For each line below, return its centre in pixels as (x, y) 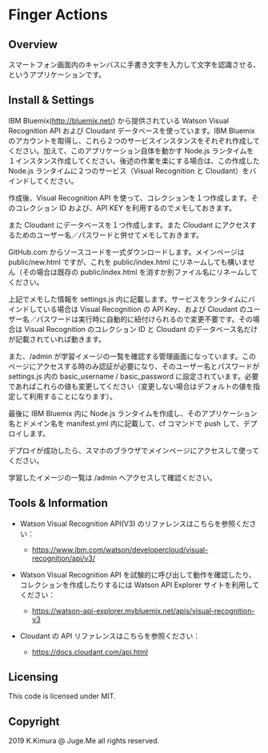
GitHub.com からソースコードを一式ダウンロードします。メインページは (126, 252)
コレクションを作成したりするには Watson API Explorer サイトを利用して (140, 585)
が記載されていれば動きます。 (57, 339)
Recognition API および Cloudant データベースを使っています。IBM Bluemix (132, 131)
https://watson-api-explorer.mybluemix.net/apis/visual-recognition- (143, 610)
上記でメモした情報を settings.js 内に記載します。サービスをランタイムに (128, 299)
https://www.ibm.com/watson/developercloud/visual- (120, 549)
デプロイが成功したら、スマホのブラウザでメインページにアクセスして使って (134, 450)
